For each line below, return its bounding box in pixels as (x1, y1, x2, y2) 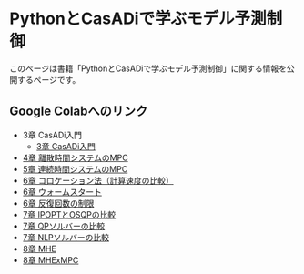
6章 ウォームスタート (22, 186, 102, 197)
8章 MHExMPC (22, 254, 79, 265)
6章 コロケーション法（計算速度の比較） (22, 175, 175, 186)
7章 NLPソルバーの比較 (22, 231, 110, 242)
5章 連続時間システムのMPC (22, 163, 128, 174)
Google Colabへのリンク (9, 104, 148, 119)
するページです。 (16, 74, 81, 85)
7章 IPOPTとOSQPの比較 (22, 208, 117, 219)
